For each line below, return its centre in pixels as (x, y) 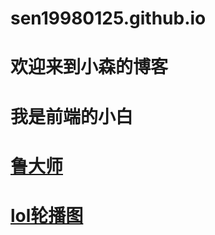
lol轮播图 (47, 215)
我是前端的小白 (72, 116)
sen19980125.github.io (108, 18)
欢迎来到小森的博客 (89, 67)
